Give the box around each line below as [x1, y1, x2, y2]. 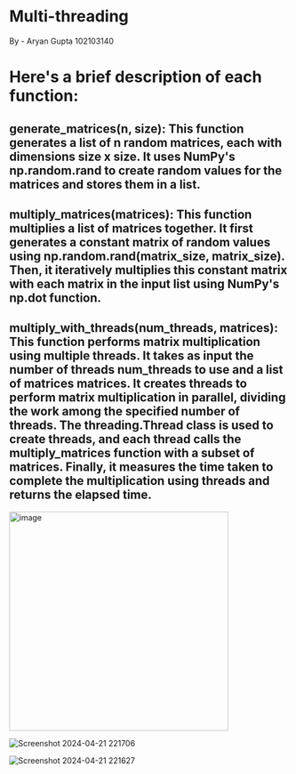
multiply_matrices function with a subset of [9, 446, 255, 461]
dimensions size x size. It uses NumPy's [9, 149, 236, 164]
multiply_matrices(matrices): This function [9, 206, 252, 222]
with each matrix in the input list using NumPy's [9, 276, 280, 291]
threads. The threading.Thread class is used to [9, 418, 274, 433]
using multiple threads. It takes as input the [9, 349, 254, 364]
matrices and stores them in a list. [9, 176, 202, 192]
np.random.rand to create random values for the [9, 163, 283, 178]
